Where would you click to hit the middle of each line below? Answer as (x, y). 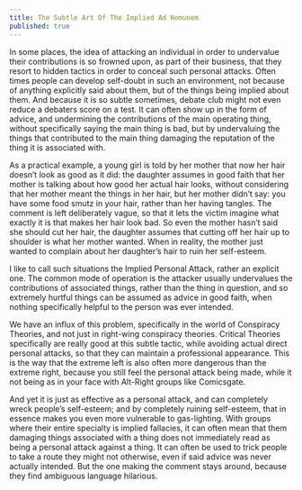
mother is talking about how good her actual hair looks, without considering (149, 184)
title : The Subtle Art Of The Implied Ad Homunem (104, 18)
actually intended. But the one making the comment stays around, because (148, 466)
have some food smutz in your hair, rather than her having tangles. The (141, 203)
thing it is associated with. (58, 147)
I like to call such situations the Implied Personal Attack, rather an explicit (144, 268)
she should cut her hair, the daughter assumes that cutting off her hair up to (150, 231)
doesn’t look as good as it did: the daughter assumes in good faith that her (147, 174)
